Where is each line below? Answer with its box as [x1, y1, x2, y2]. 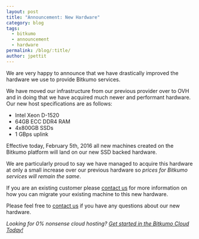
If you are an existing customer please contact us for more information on [6, 184, 188, 191]
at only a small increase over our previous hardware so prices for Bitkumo [6, 166, 188, 173]
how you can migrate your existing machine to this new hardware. [6, 190, 169, 197]
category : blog [6, 20, 44, 26]
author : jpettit [6, 53, 47, 59]
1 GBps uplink [14, 131, 49, 138]
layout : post [6, 8, 39, 15]
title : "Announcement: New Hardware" [6, 14, 100, 20]
